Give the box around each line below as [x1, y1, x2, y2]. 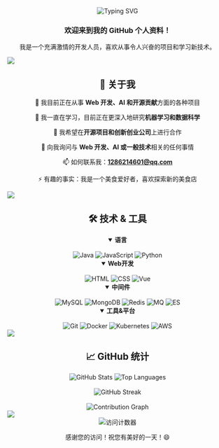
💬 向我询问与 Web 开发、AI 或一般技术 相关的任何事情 [41, 143, 195, 151]
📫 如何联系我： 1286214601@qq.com [62, 157, 173, 167]
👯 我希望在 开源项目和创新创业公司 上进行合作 [53, 128, 182, 136]
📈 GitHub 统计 [85, 351, 150, 363]
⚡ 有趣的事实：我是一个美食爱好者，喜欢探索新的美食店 [38, 175, 197, 183]
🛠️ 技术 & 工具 [88, 213, 147, 225]
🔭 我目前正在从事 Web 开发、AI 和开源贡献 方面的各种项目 [34, 98, 201, 107]
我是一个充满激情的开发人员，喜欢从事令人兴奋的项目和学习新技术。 [20, 43, 216, 51]
